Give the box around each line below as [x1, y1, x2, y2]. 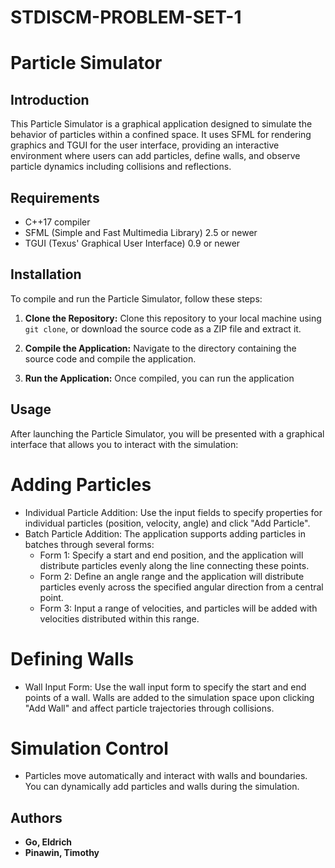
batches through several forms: [24, 538, 155, 550]
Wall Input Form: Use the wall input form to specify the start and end [24, 681, 307, 693]
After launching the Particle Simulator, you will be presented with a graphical [10, 427, 325, 440]
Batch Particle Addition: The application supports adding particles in [24, 527, 307, 540]
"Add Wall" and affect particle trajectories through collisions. [24, 702, 275, 714]
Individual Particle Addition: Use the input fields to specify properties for [24, 506, 323, 518]
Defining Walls [10, 647, 135, 670]
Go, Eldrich [24, 836, 73, 848]
